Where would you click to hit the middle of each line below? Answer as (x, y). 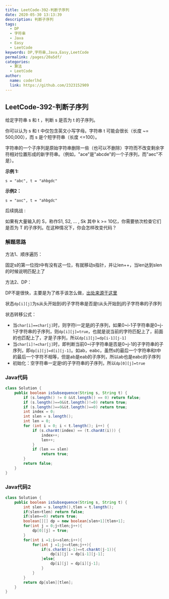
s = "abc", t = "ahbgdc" (31, 181)
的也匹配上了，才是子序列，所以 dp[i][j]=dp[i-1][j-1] (70, 338)
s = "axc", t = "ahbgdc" (31, 201)
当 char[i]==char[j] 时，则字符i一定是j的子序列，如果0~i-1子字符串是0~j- (88, 325)
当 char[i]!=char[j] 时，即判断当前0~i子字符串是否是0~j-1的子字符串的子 (88, 344)
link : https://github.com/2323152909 (49, 85)
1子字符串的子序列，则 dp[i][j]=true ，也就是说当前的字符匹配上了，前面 (88, 331)
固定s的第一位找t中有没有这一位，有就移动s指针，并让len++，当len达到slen (84, 265)
